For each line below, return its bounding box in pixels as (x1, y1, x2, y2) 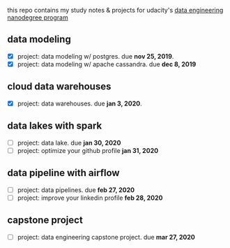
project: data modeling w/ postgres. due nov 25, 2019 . (17, 52, 174, 60)
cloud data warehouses (7, 80, 112, 93)
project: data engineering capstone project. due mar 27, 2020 (17, 233, 195, 241)
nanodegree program (7, 13, 68, 22)
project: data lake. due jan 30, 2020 (17, 138, 121, 147)
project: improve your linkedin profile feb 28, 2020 (17, 194, 163, 202)
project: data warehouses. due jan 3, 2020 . (17, 99, 142, 108)
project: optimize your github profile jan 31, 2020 (17, 146, 159, 154)
